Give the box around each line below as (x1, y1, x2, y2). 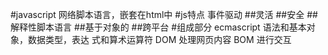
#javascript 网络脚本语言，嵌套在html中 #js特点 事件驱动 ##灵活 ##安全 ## (10, 9, 318, 20)
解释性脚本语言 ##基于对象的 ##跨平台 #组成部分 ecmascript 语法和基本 (10, 21, 307, 33)
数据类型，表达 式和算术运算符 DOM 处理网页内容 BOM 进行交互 (27, 34, 292, 45)
